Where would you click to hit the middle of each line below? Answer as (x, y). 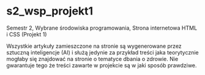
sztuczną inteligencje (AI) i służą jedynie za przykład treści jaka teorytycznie (102, 52)
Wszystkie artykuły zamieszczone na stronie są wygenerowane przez (94, 46)
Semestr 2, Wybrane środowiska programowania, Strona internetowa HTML (102, 28)
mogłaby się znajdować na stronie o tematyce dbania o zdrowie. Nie (92, 59)
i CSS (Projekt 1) (27, 34)
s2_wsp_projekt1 (50, 11)
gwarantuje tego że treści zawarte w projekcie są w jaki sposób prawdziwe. (102, 65)
